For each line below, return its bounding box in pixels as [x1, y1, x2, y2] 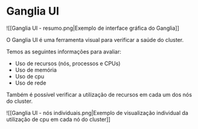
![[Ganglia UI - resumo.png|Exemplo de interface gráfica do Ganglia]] [6, 24, 180, 32]
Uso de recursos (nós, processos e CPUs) [15, 60, 121, 67]
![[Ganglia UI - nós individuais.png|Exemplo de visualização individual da [6, 109, 188, 116]
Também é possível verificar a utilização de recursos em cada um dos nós [6, 91, 193, 98]
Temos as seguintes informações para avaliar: [6, 47, 121, 55]
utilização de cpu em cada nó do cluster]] [6, 116, 111, 123]
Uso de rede [15, 79, 47, 86]
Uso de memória [15, 66, 57, 74]
